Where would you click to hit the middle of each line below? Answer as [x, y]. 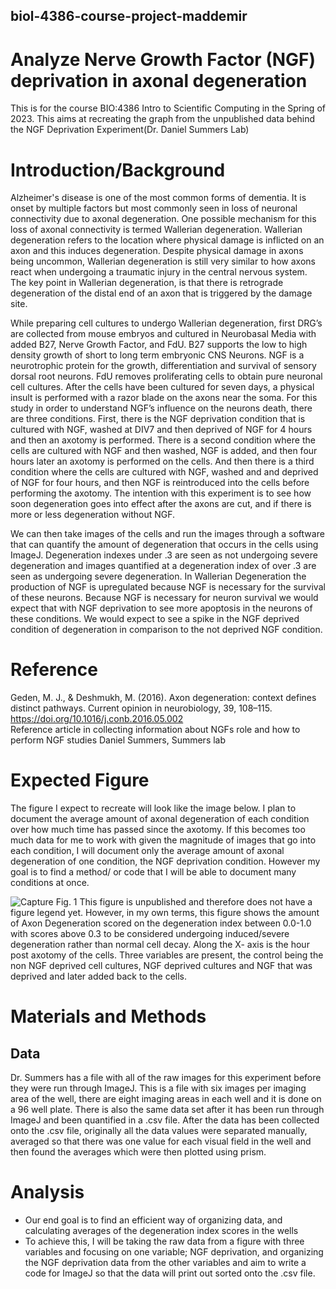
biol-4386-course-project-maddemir [129, 16]
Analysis [47, 1192]
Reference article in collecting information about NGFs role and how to [155, 730]
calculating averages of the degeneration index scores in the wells [161, 1231]
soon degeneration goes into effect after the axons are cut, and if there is [161, 504]
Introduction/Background [118, 170]
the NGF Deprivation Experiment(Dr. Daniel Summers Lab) [130, 130]
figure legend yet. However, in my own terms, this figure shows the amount [165, 913]
